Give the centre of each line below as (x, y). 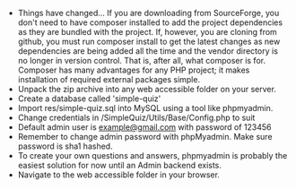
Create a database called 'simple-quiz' (89, 99)
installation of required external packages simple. (109, 79)
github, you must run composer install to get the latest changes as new (149, 41)
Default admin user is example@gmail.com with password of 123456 (144, 127)
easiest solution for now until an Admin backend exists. (120, 165)
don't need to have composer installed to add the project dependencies (150, 22)
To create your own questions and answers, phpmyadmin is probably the (152, 155)
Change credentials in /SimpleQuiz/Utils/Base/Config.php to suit (136, 117)
